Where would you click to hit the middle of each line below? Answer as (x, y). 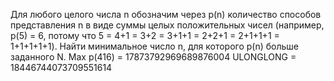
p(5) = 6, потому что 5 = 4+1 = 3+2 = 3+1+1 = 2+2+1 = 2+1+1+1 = (145, 35)
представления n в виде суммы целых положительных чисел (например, (167, 25)
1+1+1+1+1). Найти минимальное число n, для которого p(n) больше (155, 46)
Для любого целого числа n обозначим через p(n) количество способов (166, 14)
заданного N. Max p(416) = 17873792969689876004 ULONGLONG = (153, 57)
